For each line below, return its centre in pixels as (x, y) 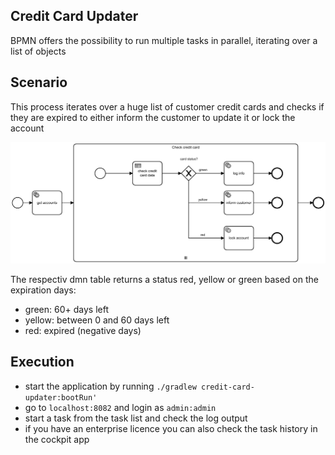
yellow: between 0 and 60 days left (97, 320)
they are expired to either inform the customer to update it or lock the (153, 117)
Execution (42, 362)
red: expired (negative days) (83, 331)
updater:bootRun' (61, 397)
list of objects (38, 51)
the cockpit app (57, 439)
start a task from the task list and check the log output (136, 418)
